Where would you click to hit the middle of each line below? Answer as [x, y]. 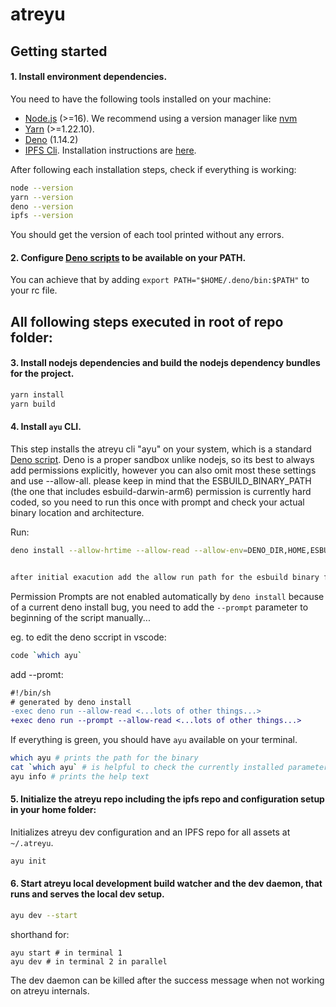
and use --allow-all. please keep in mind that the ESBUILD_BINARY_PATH [161, 481]
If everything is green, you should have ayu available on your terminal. [154, 740]
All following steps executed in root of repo [147, 321]
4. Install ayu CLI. [46, 427]
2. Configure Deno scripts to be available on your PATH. [128, 257]
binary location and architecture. [77, 513]
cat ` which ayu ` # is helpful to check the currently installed [147, 768]
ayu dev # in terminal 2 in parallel [89, 961]
